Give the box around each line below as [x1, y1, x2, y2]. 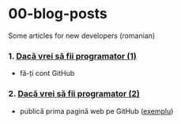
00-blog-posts [8, 5, 108, 23]
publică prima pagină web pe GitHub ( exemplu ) [19, 106, 174, 115]
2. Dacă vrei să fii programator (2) [8, 88, 141, 100]
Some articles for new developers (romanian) [8, 31, 156, 40]
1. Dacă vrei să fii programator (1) [8, 51, 137, 62]
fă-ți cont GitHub [19, 69, 75, 78]
